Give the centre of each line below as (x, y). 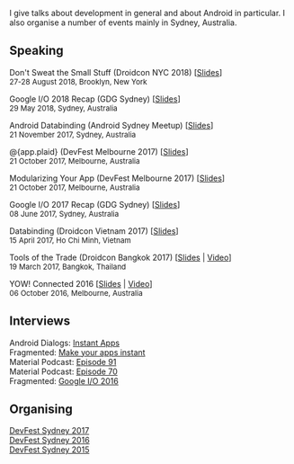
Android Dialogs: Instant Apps (64, 343)
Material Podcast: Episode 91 (63, 361)
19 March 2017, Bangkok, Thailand (68, 266)
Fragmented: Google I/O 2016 (64, 380)
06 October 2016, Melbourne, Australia (76, 293)
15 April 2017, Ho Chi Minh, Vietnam (71, 240)
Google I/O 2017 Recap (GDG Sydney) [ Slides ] (95, 204)
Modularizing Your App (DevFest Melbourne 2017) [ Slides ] (117, 178)
